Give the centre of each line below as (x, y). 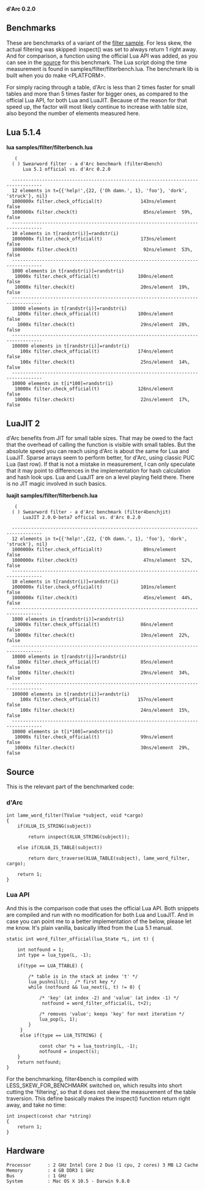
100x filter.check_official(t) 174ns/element (97, 351)
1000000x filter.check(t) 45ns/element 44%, (102, 598)
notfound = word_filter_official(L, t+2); (97, 1003)
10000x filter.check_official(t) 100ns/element (94, 276)
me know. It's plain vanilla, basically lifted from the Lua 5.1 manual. (90, 927)
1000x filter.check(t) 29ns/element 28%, (104, 324)
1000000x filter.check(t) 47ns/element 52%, (102, 560)
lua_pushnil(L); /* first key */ (72, 982)
